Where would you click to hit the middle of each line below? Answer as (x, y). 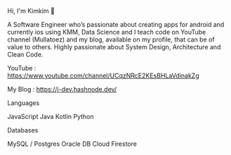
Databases (23, 130)
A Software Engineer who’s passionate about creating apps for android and (116, 24)
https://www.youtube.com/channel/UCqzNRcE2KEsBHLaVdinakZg (103, 75)
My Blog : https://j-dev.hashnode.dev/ (62, 89)
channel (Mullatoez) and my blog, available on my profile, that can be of (111, 39)
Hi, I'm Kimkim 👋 (31, 11)
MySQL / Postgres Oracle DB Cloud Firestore (72, 144)
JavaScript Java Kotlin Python (51, 117)
